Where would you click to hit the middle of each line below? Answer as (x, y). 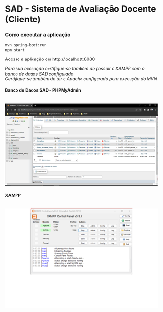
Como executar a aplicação (38, 35)
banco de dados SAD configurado (39, 74)
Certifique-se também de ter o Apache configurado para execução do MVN (81, 79)
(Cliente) (23, 19)
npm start (15, 50)
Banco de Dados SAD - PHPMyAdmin (43, 90)
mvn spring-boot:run (26, 45)
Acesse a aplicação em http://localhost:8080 (50, 59)
